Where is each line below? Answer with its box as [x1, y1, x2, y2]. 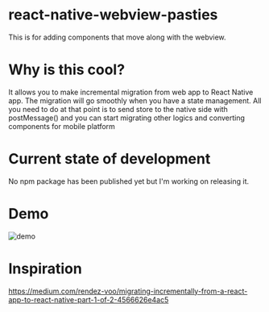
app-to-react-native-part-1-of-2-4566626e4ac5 [8, 294, 169, 304]
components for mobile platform [8, 121, 115, 131]
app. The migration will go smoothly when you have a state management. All [8, 95, 262, 106]
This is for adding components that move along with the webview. [8, 32, 227, 42]
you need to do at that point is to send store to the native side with [8, 104, 228, 114]
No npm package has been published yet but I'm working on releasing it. [8, 176, 250, 186]
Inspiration [8, 260, 82, 277]
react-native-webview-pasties [8, 6, 218, 24]
